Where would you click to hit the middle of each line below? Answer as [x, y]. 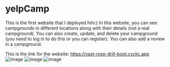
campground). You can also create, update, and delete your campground [81, 33]
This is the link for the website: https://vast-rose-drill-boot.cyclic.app [77, 54]
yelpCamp [27, 9]
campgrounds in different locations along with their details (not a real [77, 28]
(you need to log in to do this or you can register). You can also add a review [85, 39]
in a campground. [24, 44]
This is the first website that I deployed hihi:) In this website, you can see [81, 23]
